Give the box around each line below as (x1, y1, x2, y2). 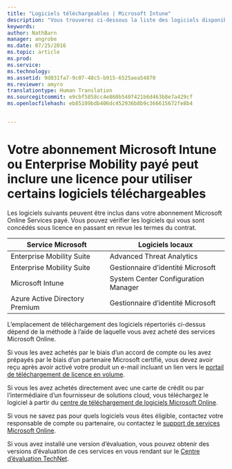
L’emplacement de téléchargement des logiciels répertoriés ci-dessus (7, 320, 206, 328)
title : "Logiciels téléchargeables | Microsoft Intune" (7, 10, 171, 17)
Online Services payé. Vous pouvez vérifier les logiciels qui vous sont (7, 216, 205, 224)
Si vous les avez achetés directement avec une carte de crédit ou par (7, 383, 204, 392)
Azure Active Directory (10, 294, 84, 303)
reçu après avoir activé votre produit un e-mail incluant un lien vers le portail (7, 363, 224, 371)
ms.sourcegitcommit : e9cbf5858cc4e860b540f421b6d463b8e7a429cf (7, 94, 193, 101)
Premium (10, 302, 40, 312)
